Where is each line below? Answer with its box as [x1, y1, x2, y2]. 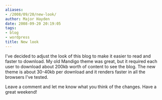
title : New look [5, 40, 39, 45]
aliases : [5, 7, 23, 12]
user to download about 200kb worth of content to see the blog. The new [5, 63, 156, 69]
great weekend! [5, 89, 37, 95]
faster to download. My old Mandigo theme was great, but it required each [5, 58, 158, 64]
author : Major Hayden [5, 16, 50, 21]
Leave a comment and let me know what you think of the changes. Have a [5, 84, 157, 90]
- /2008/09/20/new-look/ [5, 12, 57, 17]
